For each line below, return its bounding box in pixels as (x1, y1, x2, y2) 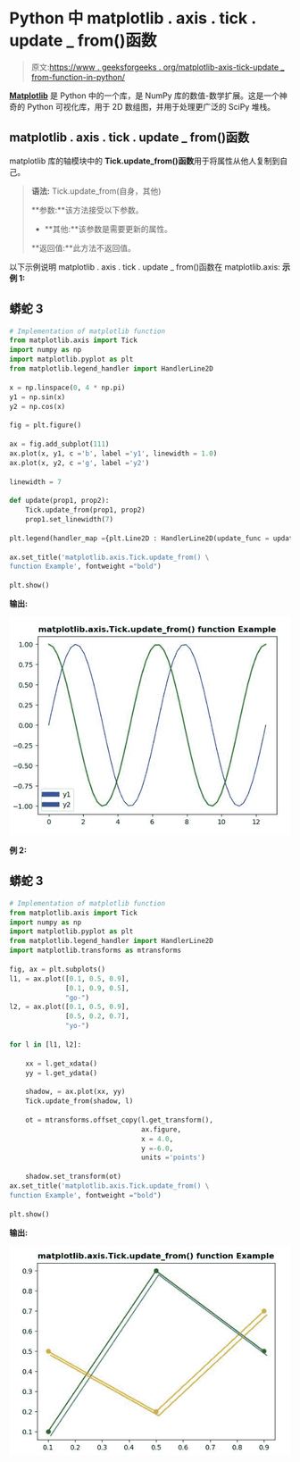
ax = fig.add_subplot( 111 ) (9, 439, 110, 449)
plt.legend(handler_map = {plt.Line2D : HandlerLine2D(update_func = (9, 533, 270, 543)
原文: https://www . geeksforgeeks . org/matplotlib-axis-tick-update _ (30, 62, 285, 72)
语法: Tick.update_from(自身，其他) (30, 185, 162, 196)
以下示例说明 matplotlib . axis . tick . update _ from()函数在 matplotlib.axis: (9, 261, 281, 272)
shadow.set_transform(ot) (25, 1172, 122, 1182)
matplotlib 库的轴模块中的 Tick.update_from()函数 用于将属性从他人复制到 (9, 155, 280, 166)
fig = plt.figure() (9, 421, 82, 430)
